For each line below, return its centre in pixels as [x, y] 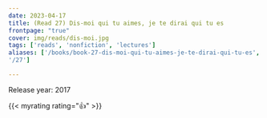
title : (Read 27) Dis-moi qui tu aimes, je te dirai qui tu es [116, 23]
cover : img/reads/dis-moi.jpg [59, 38]
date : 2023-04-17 [37, 16]
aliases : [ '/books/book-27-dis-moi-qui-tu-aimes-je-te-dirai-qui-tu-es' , [134, 53]
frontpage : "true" [39, 30]
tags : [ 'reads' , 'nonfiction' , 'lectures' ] [82, 45]
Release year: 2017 [39, 89]
